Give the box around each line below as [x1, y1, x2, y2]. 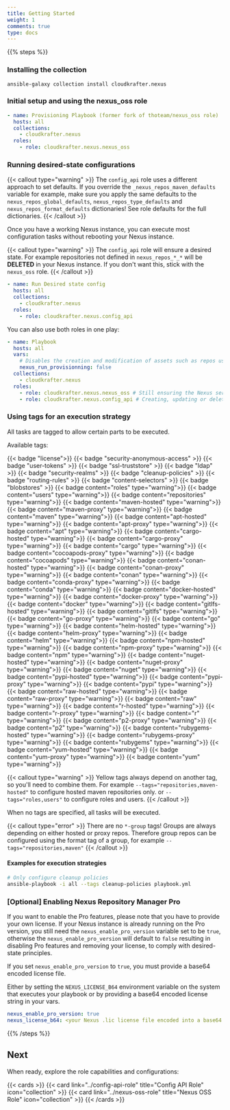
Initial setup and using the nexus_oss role [7, 97, 148, 106]
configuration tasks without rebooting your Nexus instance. [7, 232, 175, 241]
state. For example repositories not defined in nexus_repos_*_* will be [7, 253, 203, 261]
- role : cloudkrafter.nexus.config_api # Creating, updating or [19, 395, 207, 403]
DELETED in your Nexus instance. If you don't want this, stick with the [7, 260, 205, 269]
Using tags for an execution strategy [7, 412, 131, 421]
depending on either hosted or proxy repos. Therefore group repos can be [7, 828, 217, 837]
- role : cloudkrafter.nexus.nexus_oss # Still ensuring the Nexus [19, 389, 213, 396]
